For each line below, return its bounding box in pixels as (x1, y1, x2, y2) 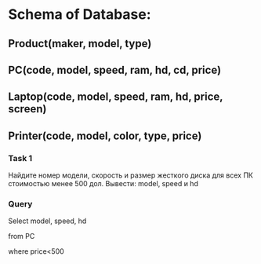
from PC (8, 232, 35, 241)
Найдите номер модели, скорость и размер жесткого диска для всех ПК (8, 170, 253, 180)
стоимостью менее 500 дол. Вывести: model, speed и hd (8, 179, 198, 189)
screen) (8, 102, 47, 115)
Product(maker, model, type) (8, 37, 152, 50)
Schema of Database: (8, 5, 151, 24)
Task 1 (8, 152, 33, 163)
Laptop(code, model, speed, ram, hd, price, (8, 90, 223, 104)
